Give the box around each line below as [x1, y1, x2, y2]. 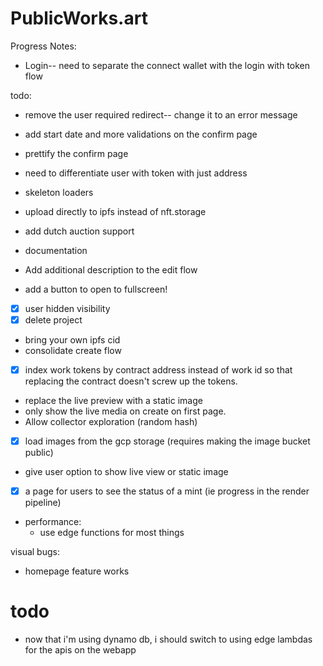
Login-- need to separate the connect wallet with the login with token [24, 59, 311, 71]
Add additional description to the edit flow [24, 263, 198, 276]
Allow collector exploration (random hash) [24, 416, 198, 428]
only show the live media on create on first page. [24, 405, 227, 417]
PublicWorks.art [10, 7, 148, 30]
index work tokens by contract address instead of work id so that [24, 364, 293, 376]
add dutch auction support [24, 225, 135, 237]
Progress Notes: [10, 40, 77, 52]
